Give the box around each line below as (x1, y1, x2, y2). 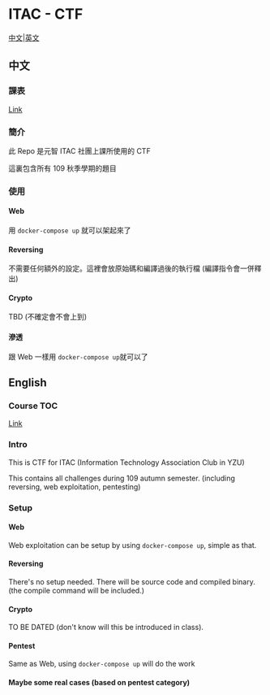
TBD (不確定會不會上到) (8, 312, 88, 322)
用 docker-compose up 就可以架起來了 (8, 225, 131, 236)
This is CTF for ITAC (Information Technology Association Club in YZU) (8, 457, 245, 467)
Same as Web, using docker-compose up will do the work (8, 659, 195, 669)
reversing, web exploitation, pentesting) (8, 481, 141, 492)
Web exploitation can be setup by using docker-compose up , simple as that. (8, 540, 257, 549)
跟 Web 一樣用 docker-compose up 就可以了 (8, 351, 148, 362)
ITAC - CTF (8, 5, 84, 24)
